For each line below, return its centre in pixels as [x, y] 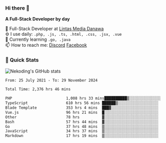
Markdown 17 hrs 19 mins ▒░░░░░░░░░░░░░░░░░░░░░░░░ [82, 136]
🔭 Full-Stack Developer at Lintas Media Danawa [55, 29]
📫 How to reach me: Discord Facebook [46, 45]
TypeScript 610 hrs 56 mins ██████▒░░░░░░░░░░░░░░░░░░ [82, 103]
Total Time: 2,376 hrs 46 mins [38, 89]
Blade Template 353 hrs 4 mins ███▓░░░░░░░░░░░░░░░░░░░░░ [82, 108]
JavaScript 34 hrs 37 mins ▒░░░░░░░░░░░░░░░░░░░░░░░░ [82, 131]
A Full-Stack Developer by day [38, 19]
